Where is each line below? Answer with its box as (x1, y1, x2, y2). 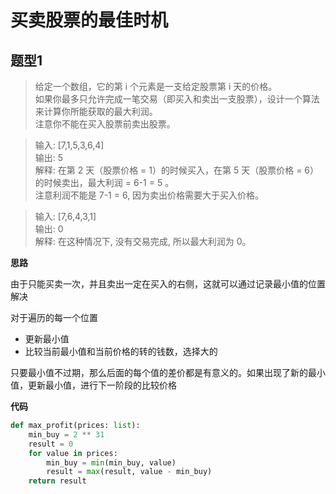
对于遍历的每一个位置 (10, 312, 98, 323)
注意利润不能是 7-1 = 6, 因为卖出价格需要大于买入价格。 (34, 189, 265, 201)
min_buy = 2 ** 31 (28, 429, 105, 440)
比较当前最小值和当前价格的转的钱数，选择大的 (24, 346, 218, 357)
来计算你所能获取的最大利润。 (34, 106, 158, 117)
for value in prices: (28, 448, 118, 458)
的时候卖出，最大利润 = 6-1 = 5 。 (34, 177, 175, 188)
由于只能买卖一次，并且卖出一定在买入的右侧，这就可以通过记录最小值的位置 (10, 278, 326, 290)
